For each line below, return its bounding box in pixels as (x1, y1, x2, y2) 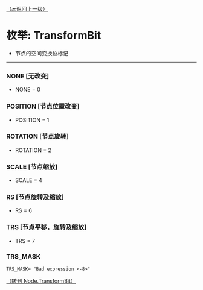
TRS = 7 (14, 237, 35, 244)
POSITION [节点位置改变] (6, 102, 80, 110)
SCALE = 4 (14, 177, 42, 184)
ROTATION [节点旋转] (6, 132, 69, 140)
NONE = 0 (14, 86, 40, 93)
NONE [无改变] (6, 72, 50, 80)
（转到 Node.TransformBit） (6, 277, 77, 285)
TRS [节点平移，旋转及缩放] (6, 223, 87, 232)
